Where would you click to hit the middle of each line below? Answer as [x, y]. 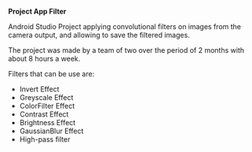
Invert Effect [39, 89]
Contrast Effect [44, 114]
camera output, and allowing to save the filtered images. [99, 35]
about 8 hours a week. [44, 59]
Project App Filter [37, 11]
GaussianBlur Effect [51, 131]
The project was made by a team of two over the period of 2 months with [126, 50]
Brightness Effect [47, 122]
